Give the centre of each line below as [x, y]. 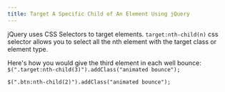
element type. [28, 49]
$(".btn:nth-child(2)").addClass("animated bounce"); [89, 82]
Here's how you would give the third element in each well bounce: [105, 63]
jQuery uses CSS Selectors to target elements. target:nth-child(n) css [113, 34]
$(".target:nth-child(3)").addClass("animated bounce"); [94, 69]
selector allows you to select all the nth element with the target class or [112, 41]
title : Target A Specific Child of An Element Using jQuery [99, 14]
